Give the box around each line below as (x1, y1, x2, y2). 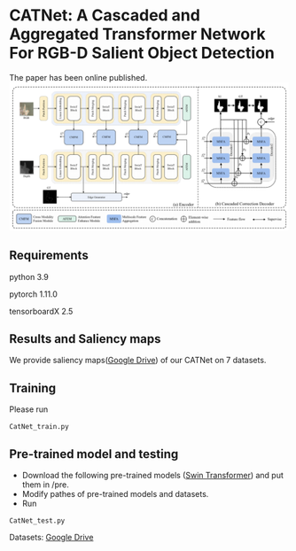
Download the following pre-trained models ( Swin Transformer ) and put (21, 470, 284, 480)
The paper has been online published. (9, 72, 148, 82)
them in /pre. (21, 479, 69, 490)
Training (9, 380, 57, 395)
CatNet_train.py (9, 423, 69, 431)
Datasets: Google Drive (9, 532, 94, 542)
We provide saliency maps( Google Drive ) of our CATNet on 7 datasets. (9, 355, 267, 366)
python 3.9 (9, 271, 49, 282)
